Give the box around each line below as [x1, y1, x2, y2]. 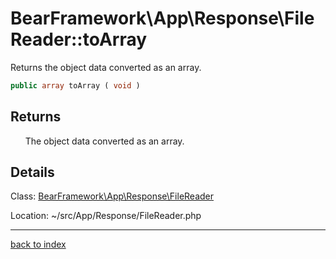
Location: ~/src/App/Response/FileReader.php [10, 210, 202, 222]
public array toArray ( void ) [10, 80, 141, 91]
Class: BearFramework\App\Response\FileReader [10, 190, 215, 202]
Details [10, 164, 55, 181]
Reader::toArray [10, 28, 148, 51]
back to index [10, 238, 67, 251]
